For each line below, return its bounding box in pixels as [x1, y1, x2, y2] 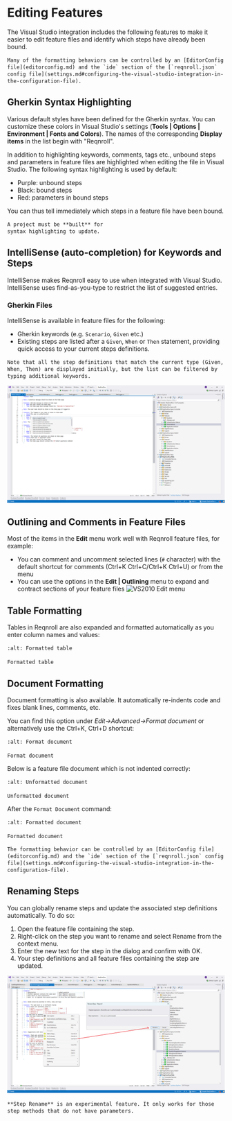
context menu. [17, 939, 59, 948]
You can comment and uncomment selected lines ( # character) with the [17, 555, 221, 564]
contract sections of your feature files [17, 584, 125, 593]
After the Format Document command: [7, 805, 113, 812]
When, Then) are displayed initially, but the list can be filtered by [7, 365, 217, 372]
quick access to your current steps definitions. [17, 345, 150, 353]
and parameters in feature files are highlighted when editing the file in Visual [7, 157, 224, 166]
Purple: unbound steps [17, 178, 83, 186]
